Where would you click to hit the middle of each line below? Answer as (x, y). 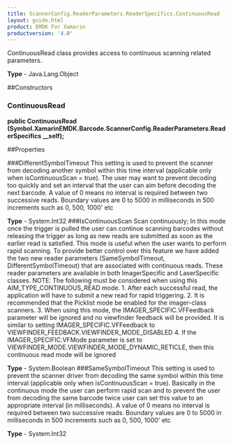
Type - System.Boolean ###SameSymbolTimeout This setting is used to (111, 368)
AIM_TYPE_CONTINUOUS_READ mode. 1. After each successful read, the (113, 288)
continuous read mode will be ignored (62, 354)
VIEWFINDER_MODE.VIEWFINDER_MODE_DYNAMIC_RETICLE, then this (111, 347)
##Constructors (30, 87)
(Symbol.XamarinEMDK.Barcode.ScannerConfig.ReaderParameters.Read (116, 128)
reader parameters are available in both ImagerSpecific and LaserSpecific (113, 272)
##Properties (26, 149)
